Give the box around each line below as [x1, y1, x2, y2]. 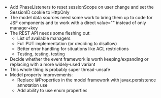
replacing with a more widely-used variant [9, 61, 96, 67]
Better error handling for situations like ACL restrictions [17, 46, 129, 51]
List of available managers [17, 35, 71, 41]
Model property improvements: [9, 72, 73, 77]
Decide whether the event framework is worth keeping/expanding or [9, 56, 149, 62]
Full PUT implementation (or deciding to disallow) [17, 41, 117, 46]
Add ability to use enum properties [17, 88, 88, 93]
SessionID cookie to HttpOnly [9, 9, 70, 15]
